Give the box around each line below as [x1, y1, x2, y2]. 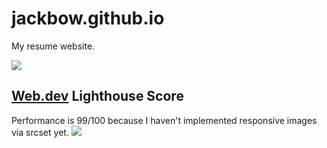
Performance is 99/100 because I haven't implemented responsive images [11, 114, 318, 126]
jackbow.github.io [11, 7, 165, 30]
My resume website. [11, 40, 96, 52]
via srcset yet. [11, 126, 69, 138]
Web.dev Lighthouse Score [11, 88, 184, 105]
